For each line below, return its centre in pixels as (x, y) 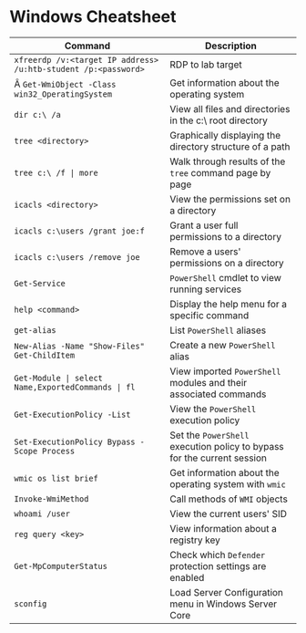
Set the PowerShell (209, 435)
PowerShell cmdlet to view (226, 277)
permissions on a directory (227, 263)
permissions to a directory (226, 236)
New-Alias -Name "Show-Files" (80, 346)
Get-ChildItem (45, 355)
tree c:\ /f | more (56, 172)
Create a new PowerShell (223, 345)
